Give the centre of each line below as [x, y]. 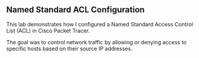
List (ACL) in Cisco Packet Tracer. [48, 30]
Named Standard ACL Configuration [76, 10]
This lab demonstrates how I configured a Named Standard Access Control [100, 24]
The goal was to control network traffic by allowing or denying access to [96, 42]
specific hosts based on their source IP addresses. [70, 48]
